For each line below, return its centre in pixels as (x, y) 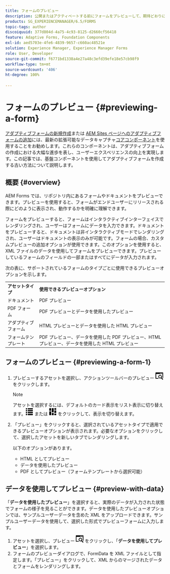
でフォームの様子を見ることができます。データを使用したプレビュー (76, 508)
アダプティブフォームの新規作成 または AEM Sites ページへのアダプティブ (81, 133)
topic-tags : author (26, 27)
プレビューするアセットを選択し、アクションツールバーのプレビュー (83, 378)
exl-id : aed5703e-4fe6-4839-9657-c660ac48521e (55, 43)
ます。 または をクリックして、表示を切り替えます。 (75, 414)
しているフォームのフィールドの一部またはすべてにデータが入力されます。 (82, 257)
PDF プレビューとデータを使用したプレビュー (86, 311)
